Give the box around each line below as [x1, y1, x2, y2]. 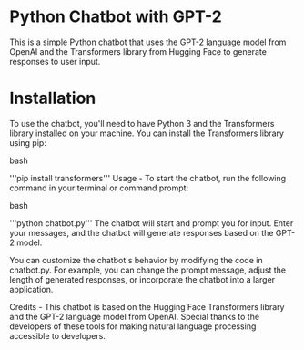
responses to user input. [9, 56, 101, 67]
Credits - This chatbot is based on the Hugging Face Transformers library [9, 301, 285, 312]
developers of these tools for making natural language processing [9, 321, 257, 332]
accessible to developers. [9, 330, 106, 341]
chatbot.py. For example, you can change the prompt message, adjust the [9, 264, 287, 275]
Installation [9, 88, 96, 108]
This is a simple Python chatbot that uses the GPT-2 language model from [9, 36, 287, 47]
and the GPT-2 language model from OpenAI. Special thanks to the [9, 311, 260, 322]
